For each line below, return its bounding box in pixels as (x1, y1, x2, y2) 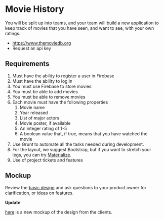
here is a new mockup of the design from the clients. (5, 209, 113, 215)
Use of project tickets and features (12, 157, 83, 163)
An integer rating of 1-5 (19, 125, 67, 131)
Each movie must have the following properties (12, 99, 108, 105)
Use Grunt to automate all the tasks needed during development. (12, 141, 144, 147)
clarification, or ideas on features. (5, 190, 74, 196)
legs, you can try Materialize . (12, 152, 72, 158)
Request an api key (12, 45, 51, 51)
